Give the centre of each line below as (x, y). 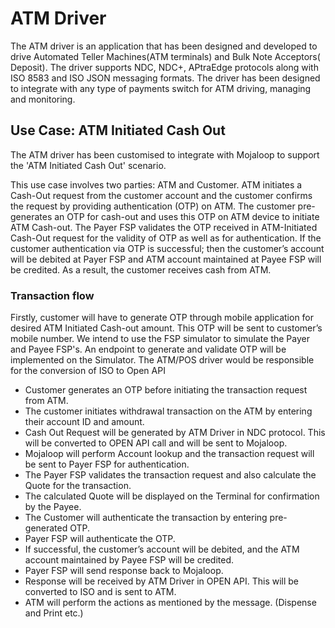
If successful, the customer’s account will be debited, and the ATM (162, 549)
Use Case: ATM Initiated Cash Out (118, 130)
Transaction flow (52, 295)
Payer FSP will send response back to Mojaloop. (124, 571)
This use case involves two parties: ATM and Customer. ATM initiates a (156, 184)
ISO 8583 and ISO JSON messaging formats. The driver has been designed (165, 78)
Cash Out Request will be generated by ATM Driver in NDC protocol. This (175, 433)
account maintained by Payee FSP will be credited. (129, 560)
